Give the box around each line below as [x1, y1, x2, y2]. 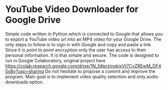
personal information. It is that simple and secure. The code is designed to [5, 52, 159, 58]
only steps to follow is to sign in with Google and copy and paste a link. [5, 41, 152, 47]
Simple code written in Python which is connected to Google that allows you [5, 31, 163, 37]
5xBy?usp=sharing [5, 68, 44, 74]
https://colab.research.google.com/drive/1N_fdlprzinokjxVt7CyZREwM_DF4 [5, 63, 161, 69]
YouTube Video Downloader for [5, 4, 139, 15]
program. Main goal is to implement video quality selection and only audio [5, 73, 158, 79]
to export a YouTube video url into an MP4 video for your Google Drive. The [5, 36, 162, 42]
